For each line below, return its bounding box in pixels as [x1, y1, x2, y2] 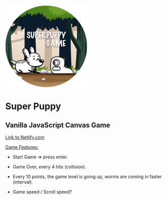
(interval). [12, 179, 33, 185]
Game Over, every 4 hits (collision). [12, 164, 86, 170]
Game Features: [5, 144, 39, 150]
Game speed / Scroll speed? [12, 189, 72, 195]
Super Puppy [5, 101, 61, 112]
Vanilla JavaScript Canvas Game [5, 121, 111, 129]
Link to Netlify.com [5, 135, 45, 140]
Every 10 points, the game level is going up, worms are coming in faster [12, 174, 162, 180]
